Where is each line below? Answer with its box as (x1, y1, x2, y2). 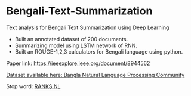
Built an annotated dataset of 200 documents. (14, 35, 128, 42)
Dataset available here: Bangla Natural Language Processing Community (6, 71, 185, 78)
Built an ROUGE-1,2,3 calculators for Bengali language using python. (14, 48, 183, 55)
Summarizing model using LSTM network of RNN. (14, 42, 137, 49)
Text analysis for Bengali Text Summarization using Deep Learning (6, 24, 170, 31)
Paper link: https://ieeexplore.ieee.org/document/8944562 (6, 60, 150, 67)
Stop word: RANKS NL (6, 82, 61, 90)
